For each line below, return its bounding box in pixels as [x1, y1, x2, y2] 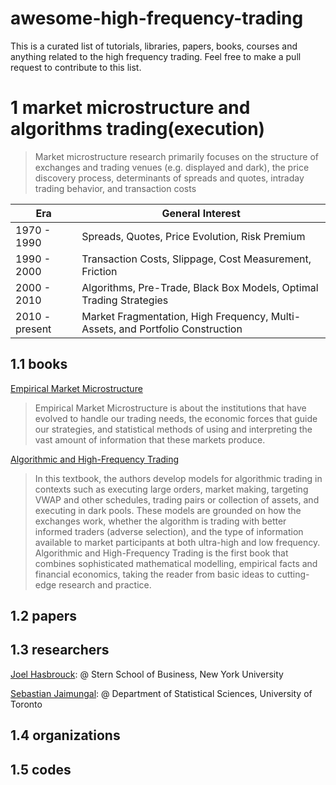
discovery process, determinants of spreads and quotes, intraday [34, 172, 305, 184]
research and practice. [58, 578, 152, 591]
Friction [81, 264, 118, 278]
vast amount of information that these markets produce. [34, 433, 266, 446]
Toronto [10, 698, 43, 710]
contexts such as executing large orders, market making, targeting [34, 483, 309, 495]
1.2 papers [10, 608, 77, 625]
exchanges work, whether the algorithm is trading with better [34, 515, 287, 527]
